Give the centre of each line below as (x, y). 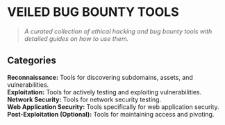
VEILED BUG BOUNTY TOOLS (93, 12)
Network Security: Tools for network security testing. (84, 99)
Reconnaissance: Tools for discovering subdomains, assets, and (100, 77)
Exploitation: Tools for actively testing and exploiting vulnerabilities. (105, 92)
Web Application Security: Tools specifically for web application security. (114, 107)
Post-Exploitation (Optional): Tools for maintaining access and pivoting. (111, 114)
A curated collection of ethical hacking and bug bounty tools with (118, 31)
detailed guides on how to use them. (76, 38)
